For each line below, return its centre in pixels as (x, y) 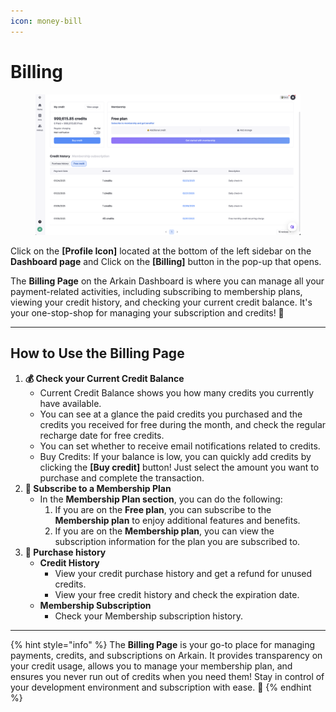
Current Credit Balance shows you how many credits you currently (177, 392)
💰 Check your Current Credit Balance (104, 378)
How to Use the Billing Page (97, 353)
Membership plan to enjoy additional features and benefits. (177, 520)
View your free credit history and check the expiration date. (177, 594)
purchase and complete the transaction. (122, 477)
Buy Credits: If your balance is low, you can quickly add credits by (175, 456)
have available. (70, 403)
